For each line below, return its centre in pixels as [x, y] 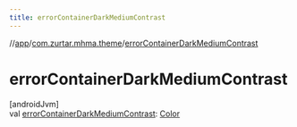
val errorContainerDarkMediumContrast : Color [95, 114]
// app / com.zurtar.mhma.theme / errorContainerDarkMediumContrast [134, 43]
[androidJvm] [34, 104]
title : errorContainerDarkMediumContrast [88, 17]
